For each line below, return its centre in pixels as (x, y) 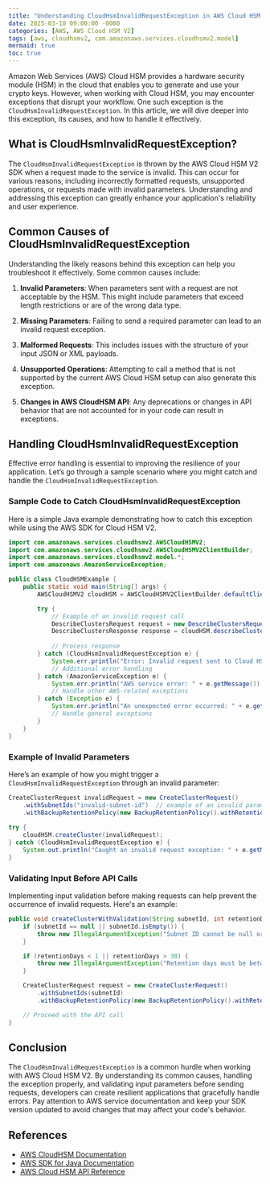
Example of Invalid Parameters (69, 756)
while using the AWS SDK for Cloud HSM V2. (82, 528)
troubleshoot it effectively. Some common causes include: (104, 272)
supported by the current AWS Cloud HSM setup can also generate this (138, 377)
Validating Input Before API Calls (73, 878)
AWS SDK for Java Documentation (77, 1163)
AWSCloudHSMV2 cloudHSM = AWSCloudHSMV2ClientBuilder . (131, 594)
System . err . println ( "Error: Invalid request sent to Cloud (152, 661)
